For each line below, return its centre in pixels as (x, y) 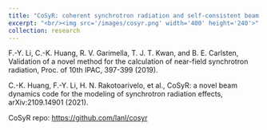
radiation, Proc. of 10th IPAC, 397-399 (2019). (83, 70)
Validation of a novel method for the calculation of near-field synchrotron (128, 61)
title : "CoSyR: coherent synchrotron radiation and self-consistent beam (134, 16)
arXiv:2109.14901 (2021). (48, 102)
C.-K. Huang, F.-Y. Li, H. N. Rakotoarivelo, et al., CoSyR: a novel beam (123, 85)
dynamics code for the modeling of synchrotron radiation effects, (116, 94)
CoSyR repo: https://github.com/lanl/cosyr (78, 118)
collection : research (44, 30)
